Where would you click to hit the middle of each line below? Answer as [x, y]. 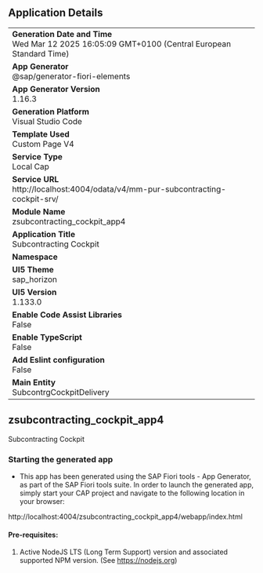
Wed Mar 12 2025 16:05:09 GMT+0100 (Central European [122, 44]
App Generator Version [56, 89]
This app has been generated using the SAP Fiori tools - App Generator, [135, 476]
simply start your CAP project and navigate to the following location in [132, 493]
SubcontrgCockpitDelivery [61, 392]
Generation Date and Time [62, 34]
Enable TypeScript [47, 337]
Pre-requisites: [33, 535]
